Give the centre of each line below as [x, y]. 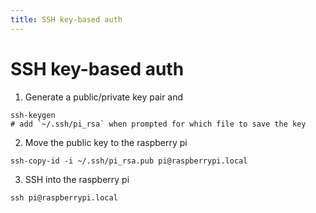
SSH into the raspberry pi [77, 179]
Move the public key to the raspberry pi [106, 142]
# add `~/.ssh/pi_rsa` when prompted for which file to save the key [158, 124]
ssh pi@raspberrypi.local [64, 197]
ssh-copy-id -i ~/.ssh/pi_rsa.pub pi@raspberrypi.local [129, 161]
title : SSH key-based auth [66, 19]
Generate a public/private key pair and [104, 97]
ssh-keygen [33, 115]
